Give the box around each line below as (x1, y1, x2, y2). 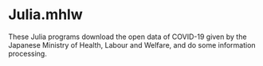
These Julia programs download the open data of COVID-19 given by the (8, 32, 247, 41)
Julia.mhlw (8, 6, 83, 24)
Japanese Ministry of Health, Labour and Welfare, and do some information (8, 40, 257, 49)
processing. (8, 49, 48, 58)
